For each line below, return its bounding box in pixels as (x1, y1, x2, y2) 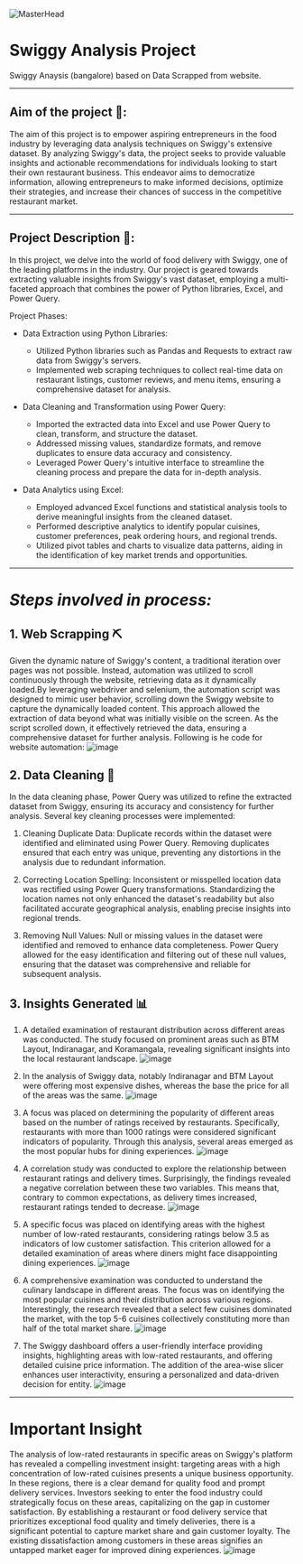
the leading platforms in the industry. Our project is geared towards (9, 264, 259, 275)
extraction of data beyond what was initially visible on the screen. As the (9, 712, 279, 723)
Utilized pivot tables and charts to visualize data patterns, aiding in (35, 540, 283, 551)
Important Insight (9, 1419, 142, 1439)
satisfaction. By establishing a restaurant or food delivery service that (9, 1506, 268, 1517)
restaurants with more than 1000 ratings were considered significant (22, 1127, 277, 1138)
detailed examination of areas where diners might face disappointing (22, 1248, 278, 1259)
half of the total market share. (22, 1323, 133, 1334)
